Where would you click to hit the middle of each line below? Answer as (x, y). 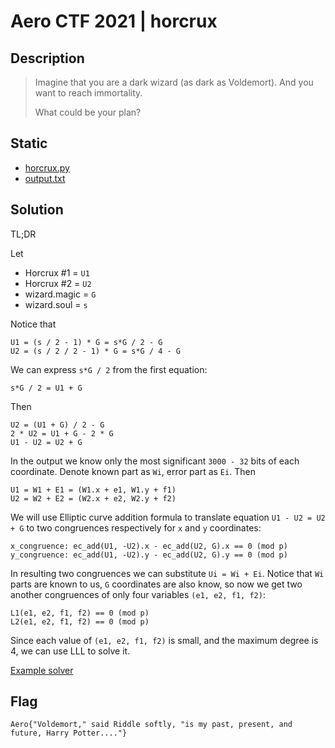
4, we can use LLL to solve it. (70, 651)
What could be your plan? (88, 112)
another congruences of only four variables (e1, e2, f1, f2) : (138, 594)
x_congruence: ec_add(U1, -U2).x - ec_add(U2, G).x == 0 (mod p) (149, 546)
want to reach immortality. (88, 93)
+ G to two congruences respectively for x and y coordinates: (136, 527)
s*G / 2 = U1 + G (46, 388)
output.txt (45, 178)
